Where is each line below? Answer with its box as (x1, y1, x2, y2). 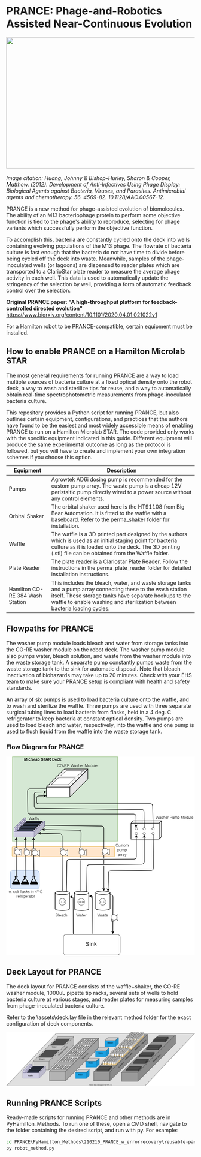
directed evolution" (33, 305, 83, 312)
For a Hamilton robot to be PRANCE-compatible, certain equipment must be (6, 323, 193, 330)
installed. (6, 329, 29, 336)
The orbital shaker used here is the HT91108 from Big (51, 503, 185, 510)
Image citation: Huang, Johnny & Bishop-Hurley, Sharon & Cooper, (6, 174, 172, 181)
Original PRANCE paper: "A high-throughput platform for (6, 298, 151, 305)
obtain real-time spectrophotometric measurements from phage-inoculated (6, 391, 192, 398)
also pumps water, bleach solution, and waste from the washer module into (6, 652, 191, 659)
